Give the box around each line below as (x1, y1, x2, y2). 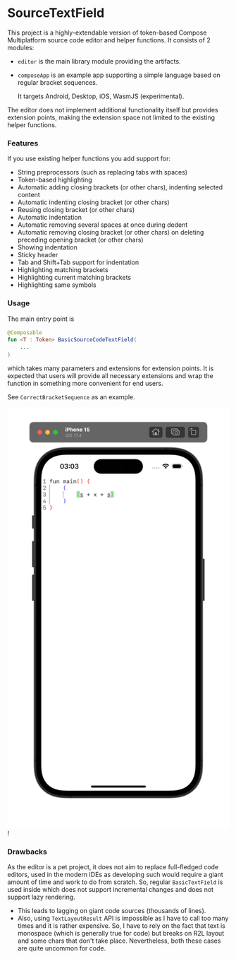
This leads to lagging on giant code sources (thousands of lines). (17, 907, 206, 915)
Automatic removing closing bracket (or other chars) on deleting (17, 228, 204, 237)
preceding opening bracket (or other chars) (17, 235, 144, 245)
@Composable (7, 329, 42, 336)
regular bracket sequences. (17, 78, 98, 86)
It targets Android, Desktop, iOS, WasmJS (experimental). (17, 92, 185, 100)
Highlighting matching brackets (17, 266, 108, 274)
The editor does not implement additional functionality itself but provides (7, 105, 218, 114)
